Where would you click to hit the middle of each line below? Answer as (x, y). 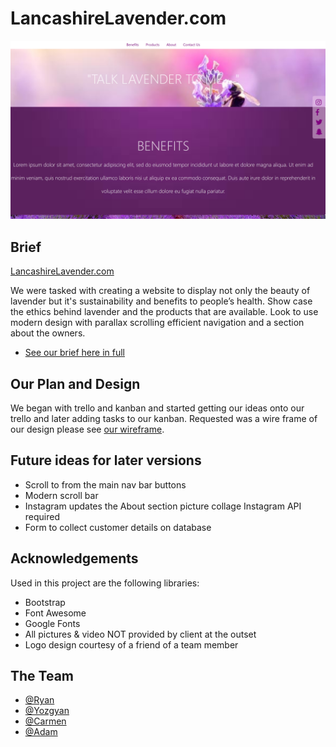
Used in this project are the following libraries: (105, 583)
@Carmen (45, 721)
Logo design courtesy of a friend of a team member (131, 644)
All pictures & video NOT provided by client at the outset (140, 634)
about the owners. (48, 333)
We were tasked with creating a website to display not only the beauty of (160, 291)
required (42, 516)
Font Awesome (55, 613)
